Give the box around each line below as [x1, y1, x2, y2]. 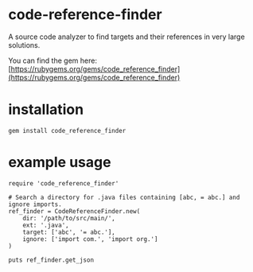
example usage [8, 153, 111, 172]
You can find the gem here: [8, 56, 98, 65]
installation [8, 101, 84, 119]
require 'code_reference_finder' [8, 179, 119, 188]
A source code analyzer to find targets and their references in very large [8, 32, 245, 41]
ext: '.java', [22, 221, 69, 229]
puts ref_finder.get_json [8, 256, 94, 264]
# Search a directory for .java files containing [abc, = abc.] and [8, 193, 240, 201]
